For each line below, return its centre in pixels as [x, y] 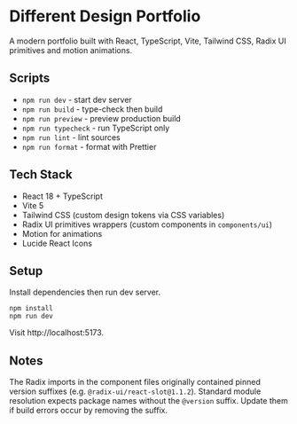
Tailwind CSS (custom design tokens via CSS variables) [123, 215]
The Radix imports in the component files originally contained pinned [135, 382]
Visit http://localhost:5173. [57, 333]
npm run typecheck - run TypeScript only [96, 128]
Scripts [30, 79]
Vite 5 [33, 205]
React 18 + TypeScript [63, 196]
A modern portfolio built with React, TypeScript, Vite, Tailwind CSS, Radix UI [148, 41]
